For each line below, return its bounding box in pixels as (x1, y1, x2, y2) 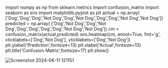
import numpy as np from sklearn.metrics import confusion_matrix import (5, 5, 159, 10)
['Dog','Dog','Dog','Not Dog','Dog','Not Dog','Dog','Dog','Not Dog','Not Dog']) (5, 15, 163, 21)
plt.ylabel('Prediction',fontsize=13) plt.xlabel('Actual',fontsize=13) (5, 42, 142, 48)
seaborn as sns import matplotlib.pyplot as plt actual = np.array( (5, 10, 140, 16)
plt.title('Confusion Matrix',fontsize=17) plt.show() (5, 48, 109, 53)
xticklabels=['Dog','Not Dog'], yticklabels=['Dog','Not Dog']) (5, 37, 131, 43)
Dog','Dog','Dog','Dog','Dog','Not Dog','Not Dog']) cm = (5, 26, 120, 32)
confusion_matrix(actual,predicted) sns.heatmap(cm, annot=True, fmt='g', (5, 31, 161, 37)
